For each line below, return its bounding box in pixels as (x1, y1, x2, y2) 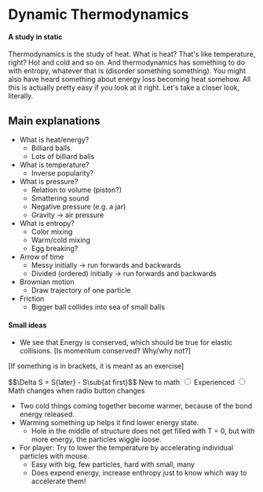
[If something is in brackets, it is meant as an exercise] (8, 361, 184, 371)
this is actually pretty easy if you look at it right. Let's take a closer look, (8, 83, 240, 92)
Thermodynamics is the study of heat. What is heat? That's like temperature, (8, 50, 256, 59)
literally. (8, 91, 34, 101)
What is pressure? (19, 177, 79, 187)
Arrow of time (19, 252, 64, 261)
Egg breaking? (31, 244, 79, 253)
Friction (19, 294, 45, 304)
